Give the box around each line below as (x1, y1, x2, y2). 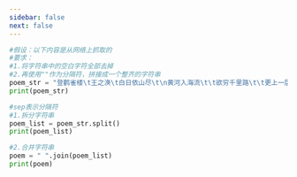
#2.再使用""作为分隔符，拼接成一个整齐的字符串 (9, 70, 161, 80)
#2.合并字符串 (9, 143, 55, 152)
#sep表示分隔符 (9, 103, 59, 112)
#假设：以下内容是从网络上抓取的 (9, 45, 112, 54)
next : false (9, 21, 53, 30)
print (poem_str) (9, 86, 69, 96)
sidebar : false (9, 12, 65, 22)
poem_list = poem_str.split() (9, 119, 121, 128)
